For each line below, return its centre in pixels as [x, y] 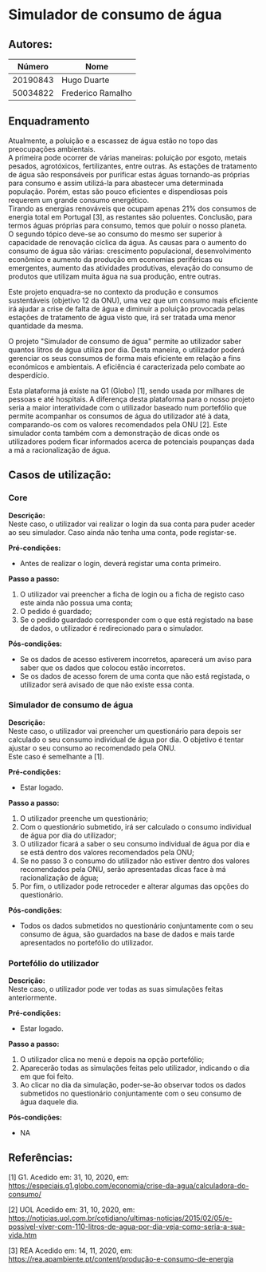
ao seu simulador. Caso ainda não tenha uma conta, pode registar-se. [122, 532]
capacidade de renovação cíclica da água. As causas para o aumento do [127, 242]
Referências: [41, 1158]
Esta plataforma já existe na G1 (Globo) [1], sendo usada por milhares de [126, 390]
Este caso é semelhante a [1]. [57, 756]
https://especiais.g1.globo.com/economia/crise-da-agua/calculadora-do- [129, 1185]
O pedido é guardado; [56, 611]
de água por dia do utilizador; [68, 835]
